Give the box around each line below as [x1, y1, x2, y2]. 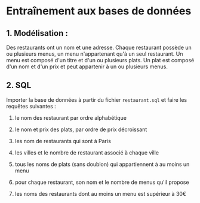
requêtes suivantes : [6, 102, 57, 110]
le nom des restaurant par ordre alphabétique [14, 114, 127, 121]
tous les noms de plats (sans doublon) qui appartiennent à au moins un [14, 160, 190, 168]
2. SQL [6, 80, 32, 90]
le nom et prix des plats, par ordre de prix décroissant [14, 126, 147, 133]
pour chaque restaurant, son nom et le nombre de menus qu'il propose [14, 178, 189, 186]
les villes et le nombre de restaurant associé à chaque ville [14, 149, 159, 156]
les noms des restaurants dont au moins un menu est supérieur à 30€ [14, 190, 186, 197]
